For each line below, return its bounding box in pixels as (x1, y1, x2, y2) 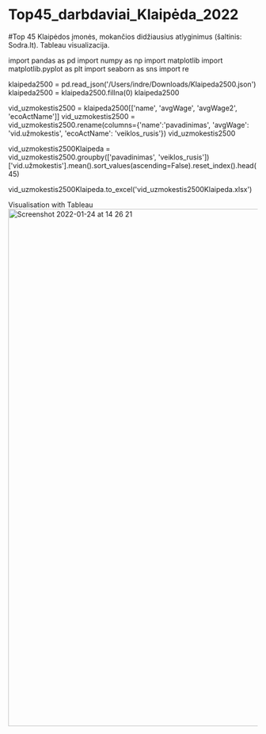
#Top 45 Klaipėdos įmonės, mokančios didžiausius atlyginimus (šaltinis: (8, 32, 242, 41)
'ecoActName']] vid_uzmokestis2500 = (8, 111, 136, 121)
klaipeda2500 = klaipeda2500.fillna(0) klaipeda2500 (8, 87, 180, 97)
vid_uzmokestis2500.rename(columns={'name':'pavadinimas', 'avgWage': (8, 120, 249, 129)
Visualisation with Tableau (8, 200, 93, 209)
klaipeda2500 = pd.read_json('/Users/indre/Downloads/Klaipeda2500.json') (8, 79, 256, 89)
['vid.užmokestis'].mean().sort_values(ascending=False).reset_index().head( (8, 160, 257, 170)
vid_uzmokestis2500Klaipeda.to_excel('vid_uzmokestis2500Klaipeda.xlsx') (8, 184, 253, 194)
